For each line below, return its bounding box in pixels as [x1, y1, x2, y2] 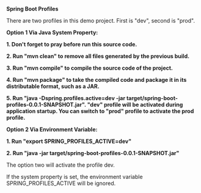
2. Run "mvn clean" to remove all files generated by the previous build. [6, 53, 190, 60]
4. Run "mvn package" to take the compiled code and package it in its [6, 76, 187, 83]
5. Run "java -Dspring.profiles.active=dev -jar [6, 95, 126, 101]
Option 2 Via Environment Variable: [6, 126, 98, 133]
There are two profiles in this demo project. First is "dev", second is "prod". [6, 17, 196, 24]
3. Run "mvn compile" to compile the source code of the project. [6, 64, 173, 71]
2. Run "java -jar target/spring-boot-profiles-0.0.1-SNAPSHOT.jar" [6, 150, 180, 156]
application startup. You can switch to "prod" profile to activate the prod [6, 107, 194, 115]
